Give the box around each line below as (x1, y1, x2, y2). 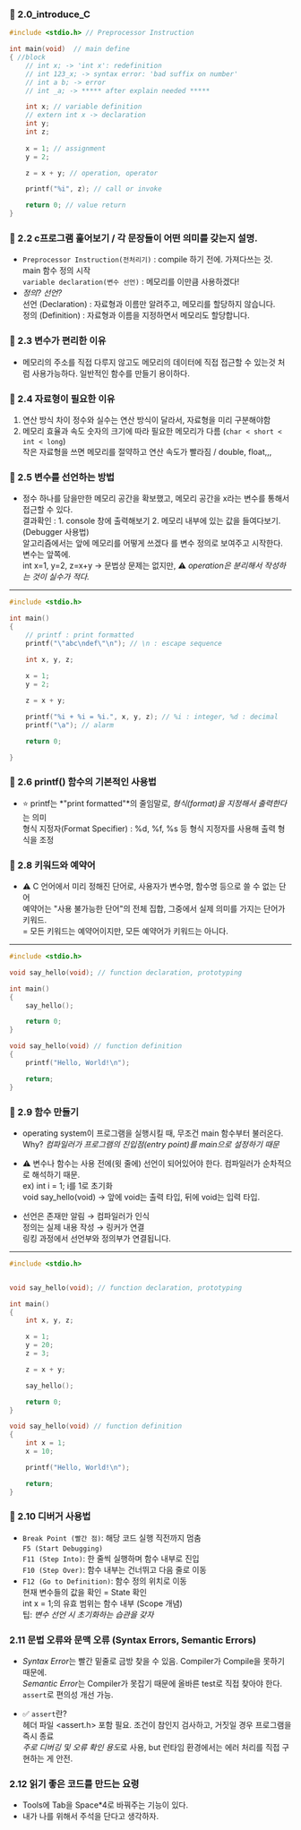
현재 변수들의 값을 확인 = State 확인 (21, 1586, 148, 1597)
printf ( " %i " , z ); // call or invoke (25, 185, 163, 193)
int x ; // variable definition (25, 102, 142, 111)
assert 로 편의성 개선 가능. (21, 1689, 114, 1700)
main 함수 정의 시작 (21, 265, 91, 276)
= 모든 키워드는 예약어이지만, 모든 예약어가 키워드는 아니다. (21, 926, 228, 937)
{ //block (9, 53, 47, 62)
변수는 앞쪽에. (21, 549, 72, 560)
